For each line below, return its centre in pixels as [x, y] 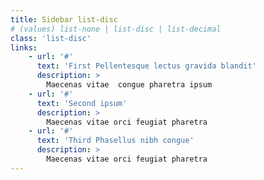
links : [24, 47]
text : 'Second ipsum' [82, 103]
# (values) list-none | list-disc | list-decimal [116, 29]
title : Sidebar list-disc [64, 19]
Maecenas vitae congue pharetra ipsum [129, 85]
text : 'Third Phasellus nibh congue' [115, 141]
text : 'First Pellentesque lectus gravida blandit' [146, 66]
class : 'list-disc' [51, 38]
